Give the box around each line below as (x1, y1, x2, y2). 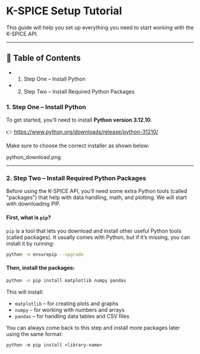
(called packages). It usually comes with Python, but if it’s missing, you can (6, 234, 190, 241)
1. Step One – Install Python (6, 103, 86, 111)
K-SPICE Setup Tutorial (6, 4, 122, 18)
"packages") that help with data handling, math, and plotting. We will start (6, 194, 187, 201)
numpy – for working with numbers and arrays (14, 306, 125, 313)
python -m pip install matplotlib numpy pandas (6, 277, 127, 284)
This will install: (6, 288, 43, 296)
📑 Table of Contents (6, 53, 81, 63)
